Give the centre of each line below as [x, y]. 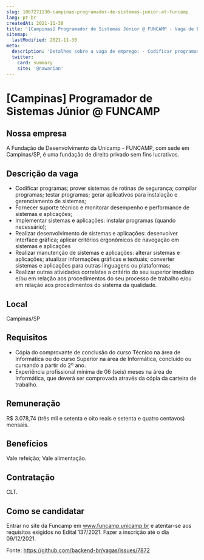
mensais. [18, 425]
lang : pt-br [21, 18]
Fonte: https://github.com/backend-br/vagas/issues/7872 [78, 550]
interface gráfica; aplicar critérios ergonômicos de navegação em [97, 240]
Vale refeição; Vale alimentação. [46, 458]
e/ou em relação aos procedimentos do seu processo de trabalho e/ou [104, 278]
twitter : [23, 57]
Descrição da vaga [42, 174]
